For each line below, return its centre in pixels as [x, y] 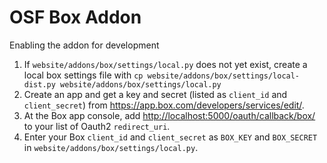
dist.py [39, 84]
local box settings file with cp [83, 75]
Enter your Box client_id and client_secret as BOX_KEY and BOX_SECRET [170, 137]
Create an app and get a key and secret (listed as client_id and [155, 94]
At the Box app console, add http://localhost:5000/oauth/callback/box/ [169, 115]
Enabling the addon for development [84, 45]
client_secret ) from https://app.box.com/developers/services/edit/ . [164, 105]
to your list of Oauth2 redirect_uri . [97, 126]
